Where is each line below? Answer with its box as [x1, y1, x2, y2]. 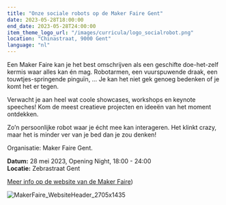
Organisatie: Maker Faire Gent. [7, 144, 94, 152]
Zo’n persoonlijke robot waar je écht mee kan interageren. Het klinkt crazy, [7, 124, 217, 131]
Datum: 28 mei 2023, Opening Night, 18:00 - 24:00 [7, 157, 152, 165]
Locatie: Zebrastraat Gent [7, 165, 81, 172]
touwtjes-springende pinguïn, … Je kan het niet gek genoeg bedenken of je [7, 75, 220, 83]
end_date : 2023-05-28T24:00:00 [7, 23, 96, 29]
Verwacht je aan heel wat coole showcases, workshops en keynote [7, 96, 196, 103]
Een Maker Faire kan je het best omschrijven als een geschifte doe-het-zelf [7, 61, 218, 68]
